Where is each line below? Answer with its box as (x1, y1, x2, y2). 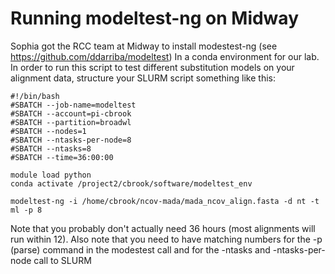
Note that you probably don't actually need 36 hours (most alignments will (10, 222, 316, 234)
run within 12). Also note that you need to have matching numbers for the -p (10, 233, 323, 245)
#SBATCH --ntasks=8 (10, 143, 92, 154)
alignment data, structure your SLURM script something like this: (10, 72, 276, 84)
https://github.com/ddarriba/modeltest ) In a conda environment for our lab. (10, 50, 320, 62)
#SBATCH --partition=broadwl (10, 117, 132, 127)
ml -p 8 (10, 205, 43, 215)
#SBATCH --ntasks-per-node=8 (10, 135, 132, 145)
